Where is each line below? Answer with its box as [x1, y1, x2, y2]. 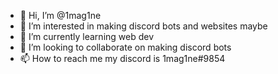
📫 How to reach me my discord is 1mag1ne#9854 [19, 53, 226, 64]
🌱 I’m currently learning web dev [19, 31, 155, 42]
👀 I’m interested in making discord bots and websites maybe [19, 20, 268, 32]
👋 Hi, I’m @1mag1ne [19, 10, 102, 21]
